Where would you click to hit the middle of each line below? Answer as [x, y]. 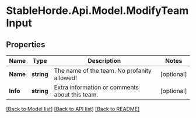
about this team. [76, 94]
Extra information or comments [96, 87]
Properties [26, 44]
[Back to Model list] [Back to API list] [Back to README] [73, 109]
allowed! [66, 78]
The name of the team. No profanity [103, 71]
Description [104, 61]
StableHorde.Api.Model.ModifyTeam [97, 11]
